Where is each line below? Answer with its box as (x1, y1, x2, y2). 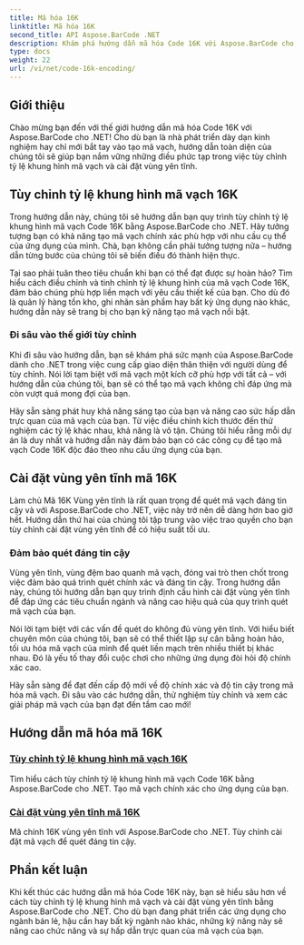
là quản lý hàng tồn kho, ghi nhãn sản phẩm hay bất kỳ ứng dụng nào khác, (9, 297, 290, 307)
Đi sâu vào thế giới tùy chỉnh (9, 328, 137, 341)
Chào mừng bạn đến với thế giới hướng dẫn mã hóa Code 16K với (9, 122, 252, 133)
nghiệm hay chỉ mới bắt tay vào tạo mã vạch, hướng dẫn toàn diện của (9, 141, 272, 152)
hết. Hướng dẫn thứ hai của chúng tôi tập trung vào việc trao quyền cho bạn (9, 514, 293, 525)
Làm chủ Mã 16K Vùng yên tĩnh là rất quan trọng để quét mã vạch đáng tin (9, 495, 288, 506)
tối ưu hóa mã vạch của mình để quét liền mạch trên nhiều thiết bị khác (9, 642, 275, 653)
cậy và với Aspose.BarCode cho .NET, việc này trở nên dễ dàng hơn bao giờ (9, 504, 293, 515)
